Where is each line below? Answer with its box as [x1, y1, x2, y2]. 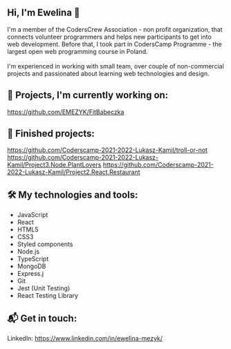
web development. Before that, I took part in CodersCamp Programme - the [7, 39, 223, 48]
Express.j [17, 270, 44, 278]
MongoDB [17, 262, 46, 270]
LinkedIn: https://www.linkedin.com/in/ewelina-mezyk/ [7, 334, 163, 343]
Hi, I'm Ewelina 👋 [7, 7, 81, 19]
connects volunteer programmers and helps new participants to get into [7, 32, 212, 41]
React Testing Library [17, 292, 78, 300]
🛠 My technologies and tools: [7, 189, 138, 200]
